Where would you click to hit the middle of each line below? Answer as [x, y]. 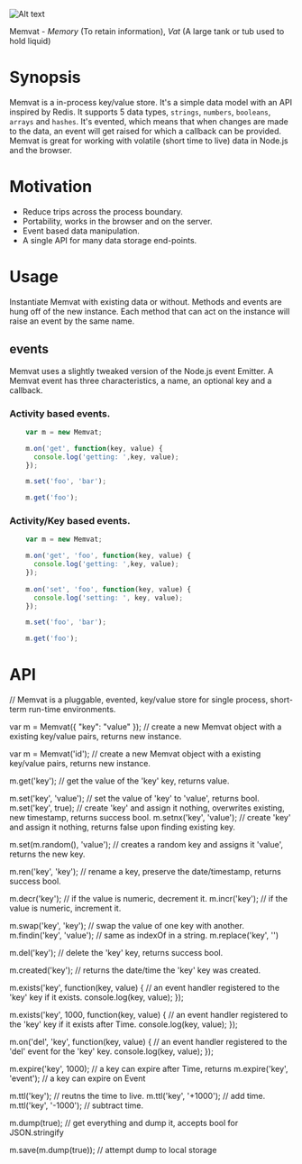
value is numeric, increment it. [65, 908]
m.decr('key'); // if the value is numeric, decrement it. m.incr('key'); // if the [149, 899]
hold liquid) [30, 41]
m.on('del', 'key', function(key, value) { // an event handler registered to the [148, 1042]
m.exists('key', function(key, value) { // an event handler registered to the [145, 988]
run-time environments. [72, 710]
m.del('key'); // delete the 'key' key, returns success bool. [116, 953]
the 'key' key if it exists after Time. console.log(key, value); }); [124, 1024]
